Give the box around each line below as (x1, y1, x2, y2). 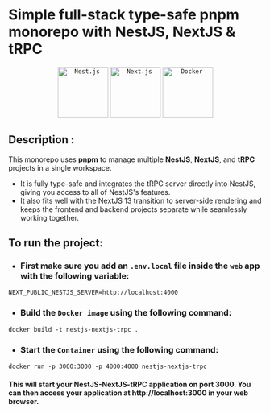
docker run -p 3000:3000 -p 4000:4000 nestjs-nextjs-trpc (8, 362, 207, 371)
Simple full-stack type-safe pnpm (8, 6, 239, 24)
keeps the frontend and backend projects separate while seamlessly (19, 204, 247, 214)
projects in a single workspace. (8, 163, 112, 172)
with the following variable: (19, 271, 130, 282)
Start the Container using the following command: (19, 344, 219, 355)
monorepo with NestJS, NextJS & (8, 23, 236, 41)
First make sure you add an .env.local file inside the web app (19, 260, 260, 271)
